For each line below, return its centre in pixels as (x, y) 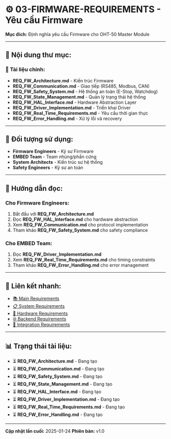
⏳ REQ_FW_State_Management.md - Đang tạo (63, 384)
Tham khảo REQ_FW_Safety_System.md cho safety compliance (80, 230)
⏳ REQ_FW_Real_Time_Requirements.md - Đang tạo (69, 407)
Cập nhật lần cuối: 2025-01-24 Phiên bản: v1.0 (55, 431)
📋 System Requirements (39, 306)
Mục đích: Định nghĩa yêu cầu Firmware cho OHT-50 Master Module (77, 34)
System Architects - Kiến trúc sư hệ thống (58, 162)
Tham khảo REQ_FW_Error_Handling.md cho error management (81, 265)
